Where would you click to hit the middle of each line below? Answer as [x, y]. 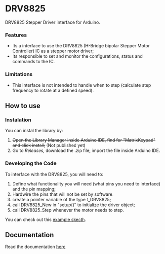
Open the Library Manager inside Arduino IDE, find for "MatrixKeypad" [84, 140]
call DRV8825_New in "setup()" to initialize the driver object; [74, 205]
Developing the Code [31, 163]
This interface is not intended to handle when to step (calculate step [82, 85]
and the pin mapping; [34, 189]
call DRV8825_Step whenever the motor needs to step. [68, 210]
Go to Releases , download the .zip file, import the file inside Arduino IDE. [86, 150]
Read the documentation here [35, 247]
